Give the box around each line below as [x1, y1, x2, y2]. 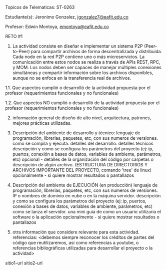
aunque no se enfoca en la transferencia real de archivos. [12, 75, 131, 81]
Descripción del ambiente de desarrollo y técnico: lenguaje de [12, 130, 140, 136]
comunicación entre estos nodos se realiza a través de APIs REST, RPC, [12, 59, 161, 65]
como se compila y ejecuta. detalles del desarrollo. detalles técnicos [12, 140, 153, 146]
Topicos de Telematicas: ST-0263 [5, 5, 75, 10]
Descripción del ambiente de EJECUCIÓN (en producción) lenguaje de [12, 182, 158, 188]
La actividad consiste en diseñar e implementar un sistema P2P [12, 43, 143, 49]
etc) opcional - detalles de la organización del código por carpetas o [12, 156, 154, 162]
